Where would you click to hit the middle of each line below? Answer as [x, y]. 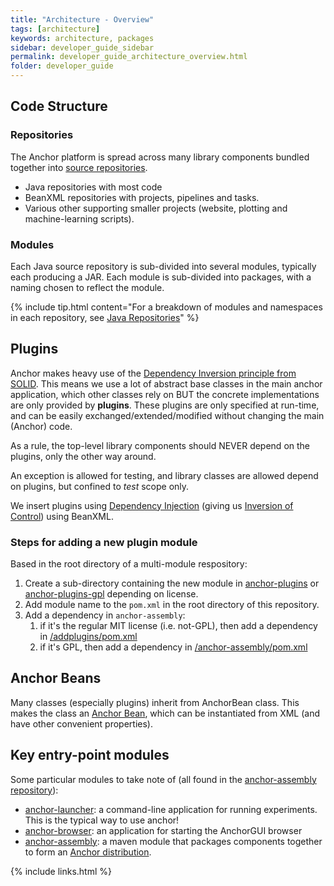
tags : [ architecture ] [55, 29]
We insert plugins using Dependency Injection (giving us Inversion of [152, 505]
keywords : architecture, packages [82, 38]
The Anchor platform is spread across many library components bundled [160, 157]
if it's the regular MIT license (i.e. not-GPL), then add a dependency [178, 626]
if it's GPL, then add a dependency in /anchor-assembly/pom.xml [173, 647]
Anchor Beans [56, 678]
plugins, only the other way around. [83, 456]
